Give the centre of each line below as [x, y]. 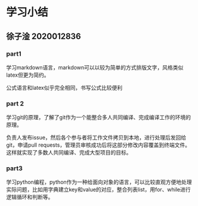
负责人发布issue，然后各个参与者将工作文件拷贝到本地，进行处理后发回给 [96, 138]
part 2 [15, 104]
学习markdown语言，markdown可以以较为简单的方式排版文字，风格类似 [95, 67]
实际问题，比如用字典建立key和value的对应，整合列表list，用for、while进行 [98, 190]
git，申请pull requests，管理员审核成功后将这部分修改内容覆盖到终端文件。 [98, 145]
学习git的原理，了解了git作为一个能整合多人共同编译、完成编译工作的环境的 [99, 117]
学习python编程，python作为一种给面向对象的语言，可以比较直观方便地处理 [99, 182]
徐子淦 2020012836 [44, 36]
